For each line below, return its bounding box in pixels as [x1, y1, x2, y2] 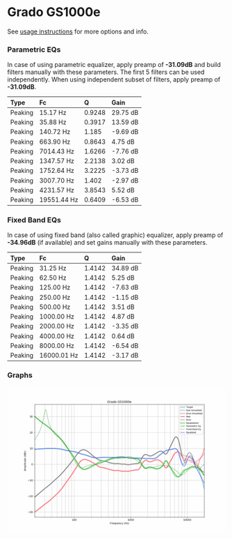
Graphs [7, 370, 33, 380]
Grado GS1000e [7, 4, 101, 20]
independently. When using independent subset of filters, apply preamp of [7, 75, 221, 84]
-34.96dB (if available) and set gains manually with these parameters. [7, 238, 208, 247]
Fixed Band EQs [7, 215, 61, 225]
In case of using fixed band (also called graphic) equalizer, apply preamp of [7, 231, 224, 239]
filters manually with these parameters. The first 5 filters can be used [7, 68, 205, 77]
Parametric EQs [7, 45, 61, 54]
